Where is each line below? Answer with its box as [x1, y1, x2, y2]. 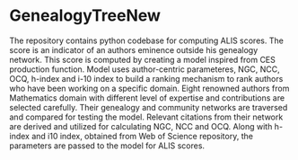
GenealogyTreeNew [9, 5, 162, 26]
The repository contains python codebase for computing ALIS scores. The [9, 35, 285, 46]
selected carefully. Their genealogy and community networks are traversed [9, 102, 288, 112]
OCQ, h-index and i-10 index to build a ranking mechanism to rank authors [9, 73, 284, 84]
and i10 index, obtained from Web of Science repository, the [31, 130, 254, 141]
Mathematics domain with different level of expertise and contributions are [9, 92, 285, 103]
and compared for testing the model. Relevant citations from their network [9, 111, 284, 122]
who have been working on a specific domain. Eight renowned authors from [9, 83, 290, 93]
